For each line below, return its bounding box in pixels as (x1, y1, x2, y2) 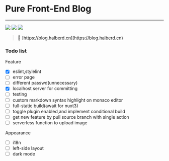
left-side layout (12, 145, 44, 151)
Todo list (5, 47, 27, 54)
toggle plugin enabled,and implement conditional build (12, 108, 126, 114)
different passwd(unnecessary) (12, 80, 78, 86)
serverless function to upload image (12, 119, 88, 126)
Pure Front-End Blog (5, 3, 92, 15)
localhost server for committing (12, 86, 78, 92)
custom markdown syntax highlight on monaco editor (12, 97, 123, 103)
